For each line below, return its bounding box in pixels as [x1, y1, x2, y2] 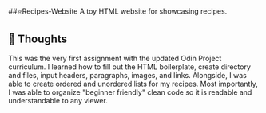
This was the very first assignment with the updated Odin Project [8, 53, 222, 63]
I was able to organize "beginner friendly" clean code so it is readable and [8, 87, 252, 97]
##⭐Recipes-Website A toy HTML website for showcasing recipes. [8, 6, 228, 16]
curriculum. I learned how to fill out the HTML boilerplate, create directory [8, 62, 252, 72]
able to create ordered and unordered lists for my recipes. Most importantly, [8, 79, 258, 88]
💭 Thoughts [8, 33, 68, 46]
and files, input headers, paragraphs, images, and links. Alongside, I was [8, 70, 248, 80]
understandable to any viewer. [8, 95, 108, 105]
